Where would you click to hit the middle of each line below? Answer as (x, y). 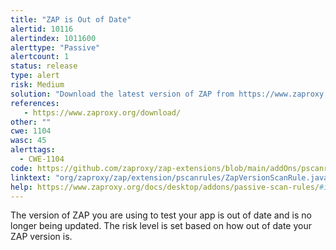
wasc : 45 (28, 141)
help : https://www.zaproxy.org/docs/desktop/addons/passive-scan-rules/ (165, 187)
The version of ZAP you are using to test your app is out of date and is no (161, 215)
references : (35, 103)
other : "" (31, 122)
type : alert (35, 76)
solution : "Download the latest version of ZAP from (122, 94)
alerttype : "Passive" (55, 47)
